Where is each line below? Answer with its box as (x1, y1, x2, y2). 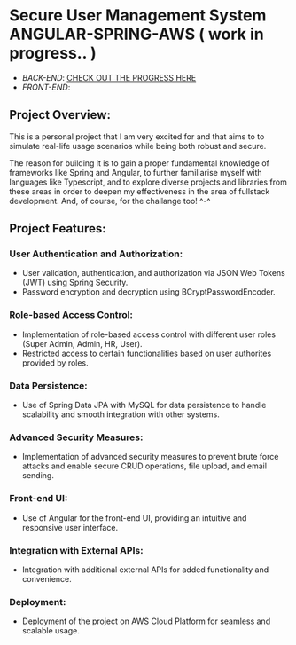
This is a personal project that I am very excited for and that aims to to (9, 130, 265, 142)
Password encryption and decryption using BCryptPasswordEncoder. (21, 287, 277, 297)
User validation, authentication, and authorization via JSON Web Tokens (21, 268, 285, 279)
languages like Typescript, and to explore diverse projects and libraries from (9, 177, 288, 187)
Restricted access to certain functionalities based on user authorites (21, 348, 272, 358)
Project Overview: (9, 107, 111, 122)
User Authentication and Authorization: (9, 248, 183, 260)
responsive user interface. (21, 522, 118, 532)
